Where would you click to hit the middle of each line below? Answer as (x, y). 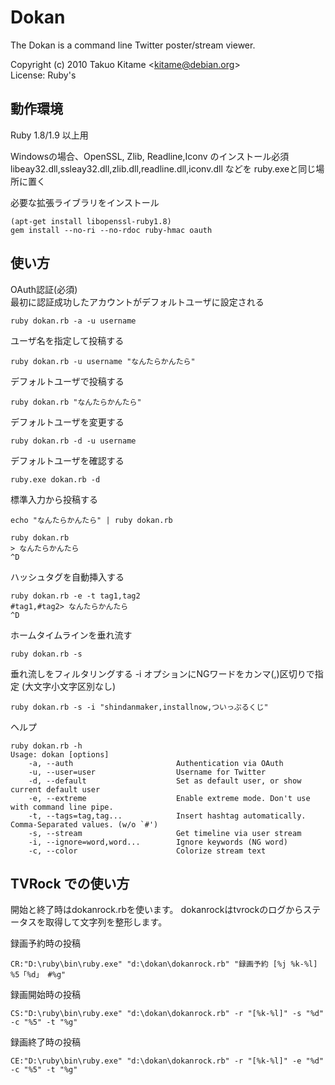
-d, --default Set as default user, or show (165, 781)
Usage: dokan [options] (60, 754)
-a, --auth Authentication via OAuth (156, 763)
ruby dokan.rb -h (46, 746)
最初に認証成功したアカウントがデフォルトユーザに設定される (137, 302)
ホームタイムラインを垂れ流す (71, 635)
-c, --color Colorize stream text (147, 851)
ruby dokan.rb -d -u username (73, 441)
